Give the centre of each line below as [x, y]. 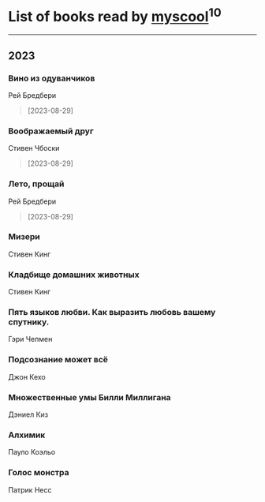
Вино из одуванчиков [52, 78]
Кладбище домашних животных [74, 275]
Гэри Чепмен [30, 339]
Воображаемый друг [51, 131]
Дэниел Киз [28, 414]
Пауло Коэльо [32, 452]
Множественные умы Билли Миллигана [90, 397]
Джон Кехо [27, 376]
